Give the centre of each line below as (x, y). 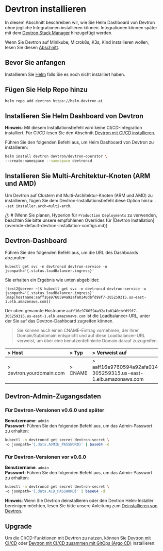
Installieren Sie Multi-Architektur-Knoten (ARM (78, 176)
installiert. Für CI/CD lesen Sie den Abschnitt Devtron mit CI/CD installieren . (80, 133)
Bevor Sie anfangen (35, 62)
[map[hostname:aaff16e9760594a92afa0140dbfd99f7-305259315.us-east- (76, 297)
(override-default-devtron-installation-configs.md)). (57, 225)
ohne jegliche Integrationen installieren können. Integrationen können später (81, 27)
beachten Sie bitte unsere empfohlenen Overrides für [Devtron (68, 220)
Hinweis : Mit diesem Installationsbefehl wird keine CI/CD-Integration (73, 128)
